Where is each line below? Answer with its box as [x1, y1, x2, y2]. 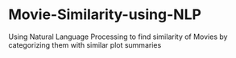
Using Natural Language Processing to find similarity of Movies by [8, 32, 228, 41]
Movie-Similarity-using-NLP [8, 6, 201, 24]
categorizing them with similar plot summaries [8, 40, 162, 49]
